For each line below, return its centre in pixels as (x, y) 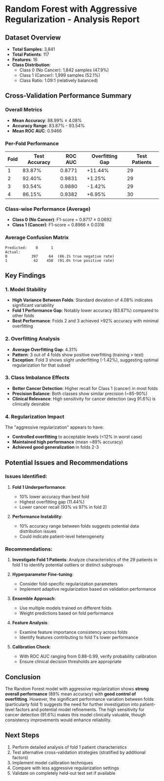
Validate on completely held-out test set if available (64, 773)
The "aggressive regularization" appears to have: (54, 427)
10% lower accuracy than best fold (54, 496)
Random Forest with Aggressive (71, 9)
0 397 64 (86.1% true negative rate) (60, 256)
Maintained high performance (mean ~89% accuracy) (68, 442)
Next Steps (22, 735)
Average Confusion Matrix (37, 237)
